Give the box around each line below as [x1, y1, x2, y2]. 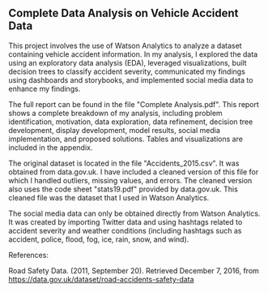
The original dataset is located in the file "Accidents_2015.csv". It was [8, 158, 240, 168]
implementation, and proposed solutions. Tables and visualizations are [8, 134, 243, 144]
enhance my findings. [8, 84, 81, 93]
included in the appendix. [8, 142, 93, 152]
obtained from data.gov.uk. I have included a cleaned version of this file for [8, 166, 259, 177]
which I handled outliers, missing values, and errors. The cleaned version [8, 175, 253, 185]
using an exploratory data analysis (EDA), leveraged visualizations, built [8, 58, 247, 67]
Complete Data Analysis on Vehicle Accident [8, 6, 239, 20]
